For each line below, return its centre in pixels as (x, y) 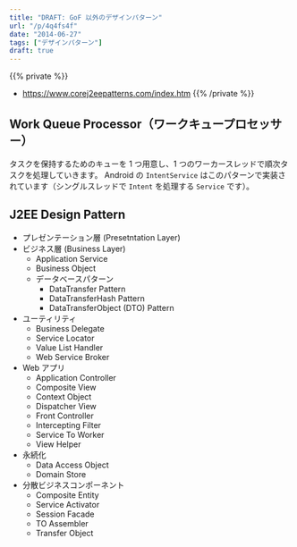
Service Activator (68, 504)
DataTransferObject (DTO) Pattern (111, 307)
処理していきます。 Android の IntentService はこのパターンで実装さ (159, 174)
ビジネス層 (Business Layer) (74, 248)
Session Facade (65, 514)
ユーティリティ (50, 318)
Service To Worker (70, 434)
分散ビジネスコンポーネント (73, 484)
